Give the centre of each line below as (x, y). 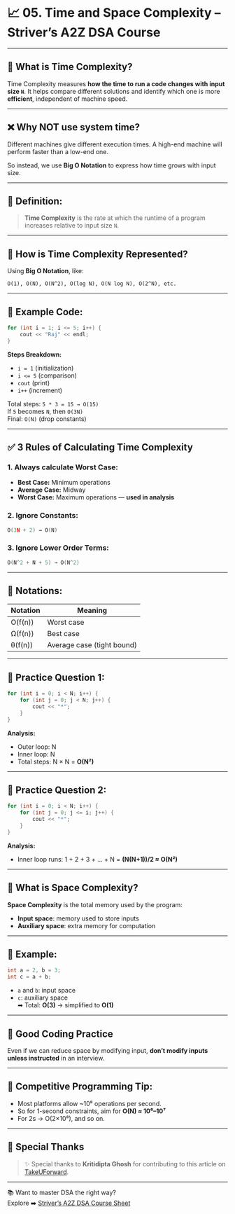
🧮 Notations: (35, 591)
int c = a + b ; (29, 977)
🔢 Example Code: (45, 312)
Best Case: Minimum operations (64, 483)
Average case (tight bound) (92, 645)
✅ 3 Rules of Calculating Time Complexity (100, 447)
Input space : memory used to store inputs (78, 918)
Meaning (92, 611)
